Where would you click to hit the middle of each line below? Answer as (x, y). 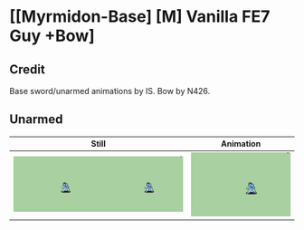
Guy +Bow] (52, 36)
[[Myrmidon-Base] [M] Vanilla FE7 (140, 17)
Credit (27, 69)
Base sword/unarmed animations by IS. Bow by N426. (110, 91)
